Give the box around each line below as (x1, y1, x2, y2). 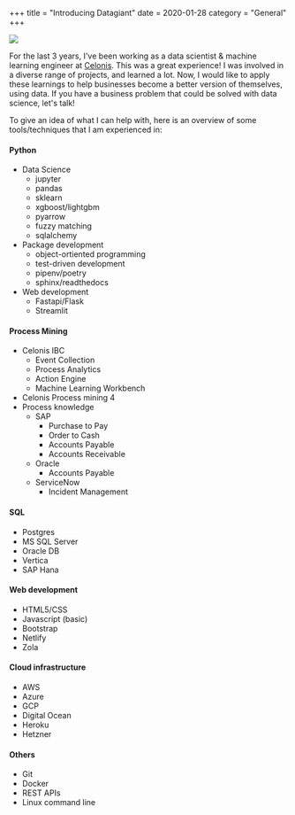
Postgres (21, 526, 56, 537)
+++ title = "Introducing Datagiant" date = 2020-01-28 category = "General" (9, 8, 287, 18)
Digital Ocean (21, 710, 72, 721)
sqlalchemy (34, 230, 78, 241)
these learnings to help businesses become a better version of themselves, (9, 79, 283, 89)
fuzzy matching (34, 221, 93, 231)
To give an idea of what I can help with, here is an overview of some (9, 115, 257, 125)
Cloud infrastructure (9, 662, 87, 672)
